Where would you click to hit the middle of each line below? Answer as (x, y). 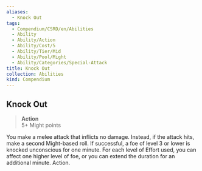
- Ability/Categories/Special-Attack (60, 62)
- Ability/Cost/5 (34, 46)
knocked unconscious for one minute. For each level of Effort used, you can (101, 150)
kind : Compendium (28, 79)
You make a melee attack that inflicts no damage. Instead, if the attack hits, (100, 136)
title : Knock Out (28, 68)
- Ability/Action (34, 40)
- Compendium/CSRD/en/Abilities (53, 29)
